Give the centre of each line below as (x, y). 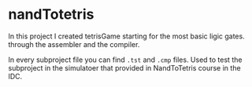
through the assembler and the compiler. (74, 44)
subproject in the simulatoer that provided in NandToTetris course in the (125, 67)
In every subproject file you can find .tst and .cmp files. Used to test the (125, 60)
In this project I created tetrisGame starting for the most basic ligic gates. (127, 36)
